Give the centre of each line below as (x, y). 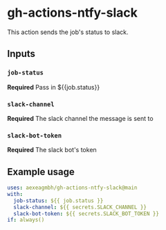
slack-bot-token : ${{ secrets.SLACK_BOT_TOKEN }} (86, 213)
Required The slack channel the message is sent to (80, 118)
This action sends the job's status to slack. (68, 32)
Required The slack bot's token (52, 150)
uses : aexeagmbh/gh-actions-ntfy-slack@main (72, 188)
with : (15, 194)
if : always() (26, 220)
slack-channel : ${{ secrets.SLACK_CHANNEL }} (80, 207)
